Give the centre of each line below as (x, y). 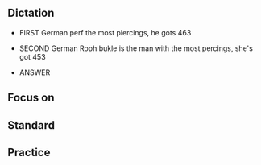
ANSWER (35, 72)
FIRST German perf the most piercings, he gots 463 (105, 32)
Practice (29, 152)
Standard (31, 125)
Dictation (31, 13)
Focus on (31, 98)
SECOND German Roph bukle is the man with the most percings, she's (136, 48)
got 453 (32, 56)
